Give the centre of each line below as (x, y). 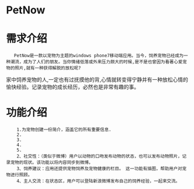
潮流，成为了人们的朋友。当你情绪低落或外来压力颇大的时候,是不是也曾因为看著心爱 (96, 62)
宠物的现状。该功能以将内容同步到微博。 (52, 163)
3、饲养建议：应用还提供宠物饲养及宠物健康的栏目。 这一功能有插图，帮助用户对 (99, 169)
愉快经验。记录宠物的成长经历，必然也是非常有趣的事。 (72, 87)
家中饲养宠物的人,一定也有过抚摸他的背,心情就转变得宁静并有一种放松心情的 (97, 80)
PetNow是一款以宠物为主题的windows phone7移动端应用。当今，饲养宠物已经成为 (99, 56)
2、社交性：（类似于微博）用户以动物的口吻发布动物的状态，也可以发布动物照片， (99, 156)
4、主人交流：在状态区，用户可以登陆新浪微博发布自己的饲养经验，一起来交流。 (98, 181)
